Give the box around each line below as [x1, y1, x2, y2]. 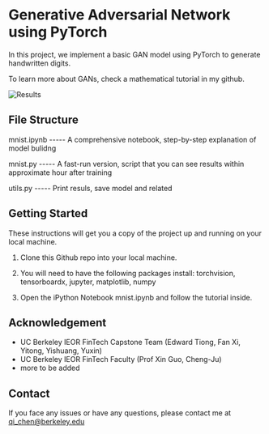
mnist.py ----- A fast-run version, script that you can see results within [8, 159, 245, 168]
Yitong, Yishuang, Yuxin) [19, 346, 103, 355]
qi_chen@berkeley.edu [8, 417, 85, 427]
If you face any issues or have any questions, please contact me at [8, 408, 232, 418]
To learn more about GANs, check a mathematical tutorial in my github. [8, 74, 245, 83]
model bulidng [8, 143, 57, 153]
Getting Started [8, 206, 88, 220]
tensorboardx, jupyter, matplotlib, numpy [19, 277, 156, 287]
